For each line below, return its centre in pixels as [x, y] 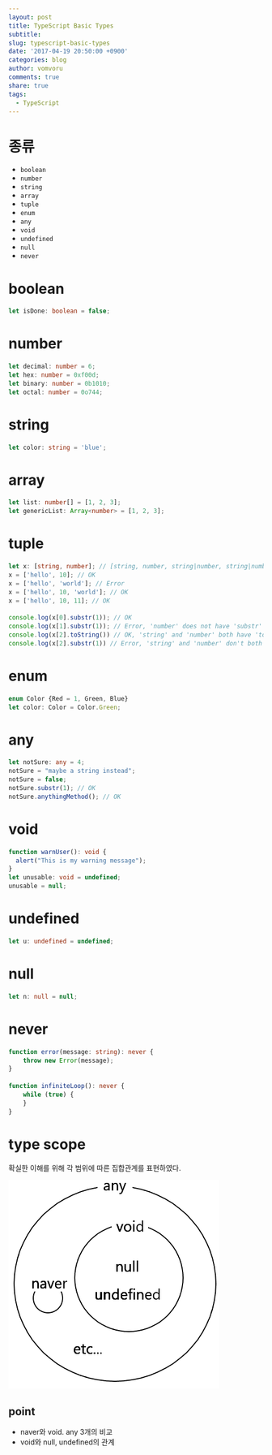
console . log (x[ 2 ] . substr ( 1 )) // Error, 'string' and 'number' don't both [136, 643]
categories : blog [38, 60]
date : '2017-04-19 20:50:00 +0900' [68, 52]
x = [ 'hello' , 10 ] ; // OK [52, 575]
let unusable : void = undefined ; [65, 878]
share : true [28, 85]
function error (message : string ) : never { [81, 1051]
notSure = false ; [38, 779]
